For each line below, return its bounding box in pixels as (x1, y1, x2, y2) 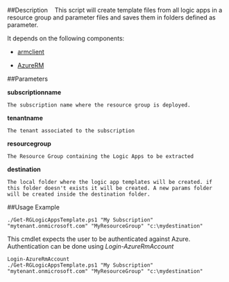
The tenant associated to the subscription (7, 127, 135, 134)
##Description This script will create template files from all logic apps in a (7, 6, 223, 14)
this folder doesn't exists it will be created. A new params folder (7, 185, 213, 191)
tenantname (7, 114, 43, 122)
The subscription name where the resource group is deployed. (7, 102, 191, 109)
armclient (17, 48, 45, 56)
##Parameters (7, 75, 49, 83)
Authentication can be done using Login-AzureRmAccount (7, 242, 174, 250)
